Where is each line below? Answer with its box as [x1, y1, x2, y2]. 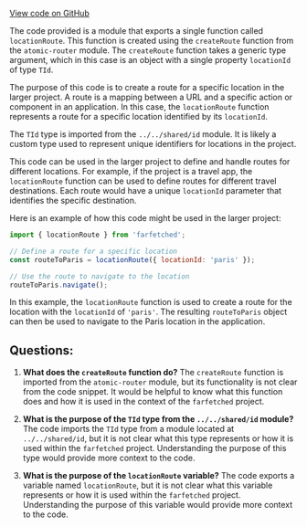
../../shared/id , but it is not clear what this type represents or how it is [22, 433, 294, 444]
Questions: [9, 343, 74, 358]
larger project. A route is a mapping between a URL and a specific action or [9, 91, 293, 102]
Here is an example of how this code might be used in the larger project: [9, 213, 281, 223]
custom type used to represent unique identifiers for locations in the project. [9, 139, 297, 149]
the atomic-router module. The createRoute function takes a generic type [9, 45, 286, 56]
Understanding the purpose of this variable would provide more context [22, 500, 293, 511]
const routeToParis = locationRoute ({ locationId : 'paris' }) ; [9, 255, 256, 264]
